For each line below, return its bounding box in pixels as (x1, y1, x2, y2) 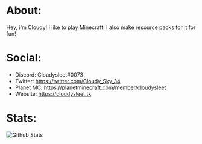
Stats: (6, 111, 37, 125)
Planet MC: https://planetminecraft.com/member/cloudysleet (14, 84, 166, 91)
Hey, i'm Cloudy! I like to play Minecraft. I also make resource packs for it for (6, 23, 196, 31)
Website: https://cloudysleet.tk (14, 90, 92, 97)
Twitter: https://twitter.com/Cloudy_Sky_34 (14, 77, 121, 84)
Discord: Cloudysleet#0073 (14, 70, 83, 78)
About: (6, 4, 42, 17)
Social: (6, 51, 42, 65)
